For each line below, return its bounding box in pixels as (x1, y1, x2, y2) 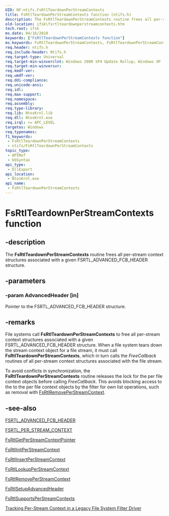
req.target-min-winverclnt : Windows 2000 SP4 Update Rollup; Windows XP (5, 59, 161, 64)
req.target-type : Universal (5, 54, 64, 60)
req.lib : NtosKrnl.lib (5, 110, 53, 116)
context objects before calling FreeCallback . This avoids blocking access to (5, 379, 162, 385)
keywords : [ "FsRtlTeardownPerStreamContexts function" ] (5, 36, 125, 41)
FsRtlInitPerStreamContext (5, 447, 60, 453)
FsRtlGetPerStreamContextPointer (5, 437, 76, 443)
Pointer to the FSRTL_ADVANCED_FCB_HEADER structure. (5, 303, 126, 309)
